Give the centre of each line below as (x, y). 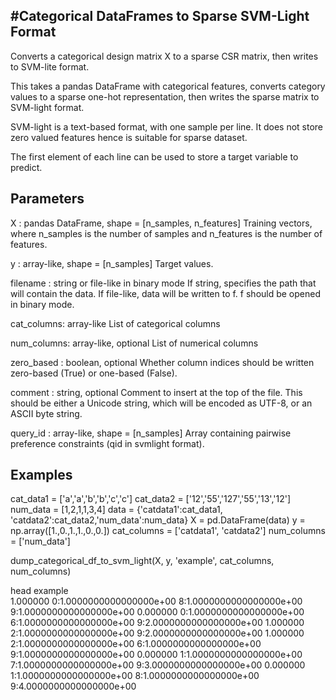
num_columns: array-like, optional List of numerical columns (134, 343)
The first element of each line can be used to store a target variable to (154, 156)
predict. (26, 167)
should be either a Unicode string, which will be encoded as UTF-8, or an (161, 403)
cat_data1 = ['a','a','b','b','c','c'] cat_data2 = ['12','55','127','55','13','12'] (151, 499)
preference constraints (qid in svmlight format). (107, 443)
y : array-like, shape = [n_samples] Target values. (112, 263)
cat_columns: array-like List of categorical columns (115, 323)
